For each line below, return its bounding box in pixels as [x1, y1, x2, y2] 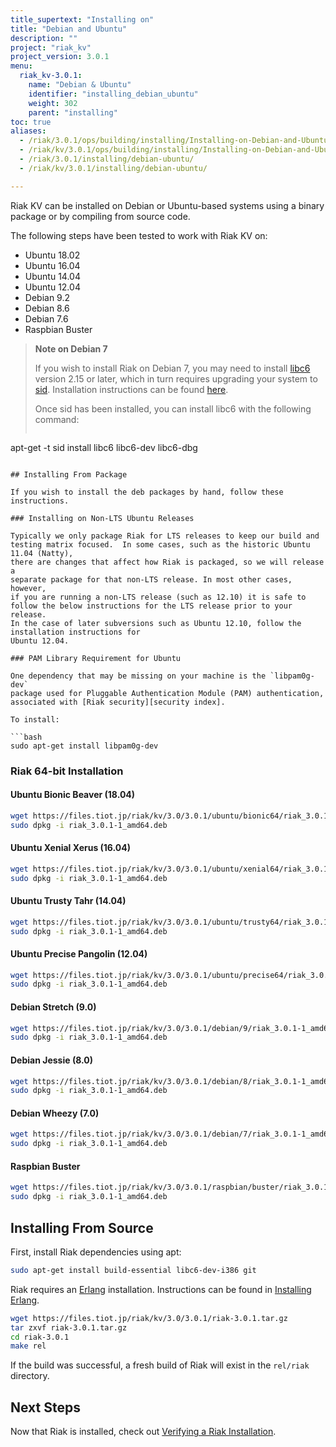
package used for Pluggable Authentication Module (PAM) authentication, [10, 688, 325, 698]
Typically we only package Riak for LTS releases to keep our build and [10, 531, 320, 541]
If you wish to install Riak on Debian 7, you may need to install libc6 [34, 362, 311, 374]
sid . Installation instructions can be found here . [34, 383, 229, 395]
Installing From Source [10, 1219, 154, 1236]
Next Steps [10, 1399, 81, 1416]
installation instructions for [10, 627, 141, 637]
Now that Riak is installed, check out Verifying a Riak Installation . [10, 1426, 277, 1438]
